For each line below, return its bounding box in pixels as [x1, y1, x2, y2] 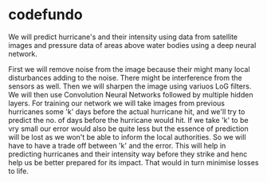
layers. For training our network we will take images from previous [8, 98, 226, 108]
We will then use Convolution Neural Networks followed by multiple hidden [8, 89, 253, 99]
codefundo [8, 6, 83, 24]
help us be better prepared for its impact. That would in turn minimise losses [8, 157, 259, 167]
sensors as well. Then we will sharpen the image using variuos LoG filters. [8, 81, 252, 91]
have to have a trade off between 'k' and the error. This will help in [8, 140, 226, 150]
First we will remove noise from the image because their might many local [8, 64, 250, 73]
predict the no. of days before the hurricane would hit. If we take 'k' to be [8, 115, 249, 125]
